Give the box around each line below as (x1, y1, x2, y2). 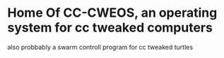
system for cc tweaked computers (7, 20, 213, 36)
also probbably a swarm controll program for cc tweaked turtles (7, 43, 193, 51)
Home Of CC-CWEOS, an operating (7, 5, 218, 21)
